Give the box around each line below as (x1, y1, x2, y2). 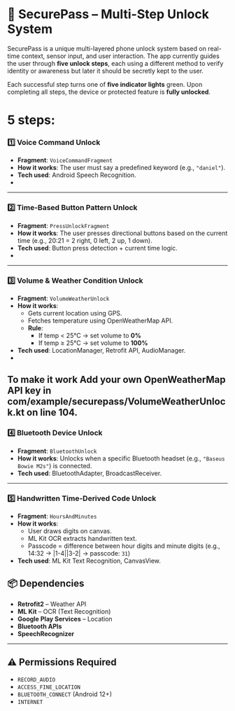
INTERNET (17, 698, 43, 705)
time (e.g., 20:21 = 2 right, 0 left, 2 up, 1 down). (17, 236, 152, 244)
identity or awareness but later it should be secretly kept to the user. (7, 66, 204, 75)
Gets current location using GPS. (27, 309, 122, 318)
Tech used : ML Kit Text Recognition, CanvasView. (17, 556, 161, 565)
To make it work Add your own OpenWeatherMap (7, 374, 226, 386)
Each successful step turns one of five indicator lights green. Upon (7, 80, 203, 88)
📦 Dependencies (7, 577, 85, 590)
